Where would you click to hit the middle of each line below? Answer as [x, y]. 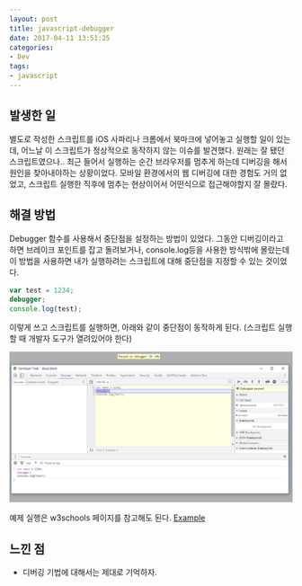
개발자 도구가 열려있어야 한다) [80, 339]
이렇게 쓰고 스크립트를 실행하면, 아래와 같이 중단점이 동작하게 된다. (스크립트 [142, 327]
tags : [19, 67]
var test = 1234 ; [42, 290]
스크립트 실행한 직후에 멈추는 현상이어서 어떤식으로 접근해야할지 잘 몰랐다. [158, 183]
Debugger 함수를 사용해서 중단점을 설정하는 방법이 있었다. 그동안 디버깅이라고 [147, 238]
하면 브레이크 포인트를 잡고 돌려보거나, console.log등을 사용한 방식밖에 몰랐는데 [150, 249]
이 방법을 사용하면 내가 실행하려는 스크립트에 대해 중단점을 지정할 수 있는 [136, 261]
